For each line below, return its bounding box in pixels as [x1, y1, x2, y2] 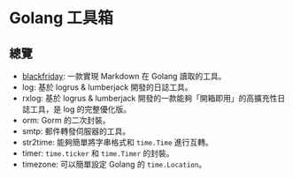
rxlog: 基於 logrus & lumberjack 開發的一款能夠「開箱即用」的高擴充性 [21, 93, 278, 103]
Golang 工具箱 [9, 8, 113, 28]
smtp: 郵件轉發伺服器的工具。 [21, 126, 131, 137]
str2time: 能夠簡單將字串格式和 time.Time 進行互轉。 [21, 137, 214, 147]
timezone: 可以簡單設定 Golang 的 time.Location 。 [21, 159, 207, 169]
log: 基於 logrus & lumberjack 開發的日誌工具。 [21, 82, 193, 93]
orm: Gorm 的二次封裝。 [21, 115, 111, 125]
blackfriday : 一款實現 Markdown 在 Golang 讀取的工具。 [21, 71, 227, 81]
